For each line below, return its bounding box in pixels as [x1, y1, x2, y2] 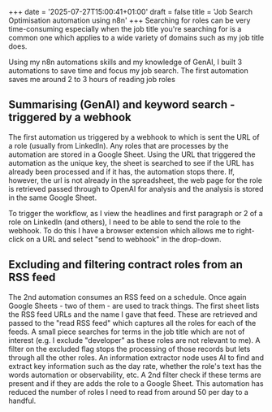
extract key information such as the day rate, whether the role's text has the [8, 361, 262, 371]
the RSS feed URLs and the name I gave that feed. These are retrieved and [8, 309, 258, 319]
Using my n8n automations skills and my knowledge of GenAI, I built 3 [8, 57, 242, 67]
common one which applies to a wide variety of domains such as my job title [8, 33, 265, 42]
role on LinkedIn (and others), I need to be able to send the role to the [8, 217, 241, 227]
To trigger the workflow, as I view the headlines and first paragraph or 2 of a [8, 208, 264, 218]
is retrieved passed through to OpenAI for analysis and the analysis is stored [8, 184, 264, 193]
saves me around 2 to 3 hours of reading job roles [8, 75, 176, 84]
